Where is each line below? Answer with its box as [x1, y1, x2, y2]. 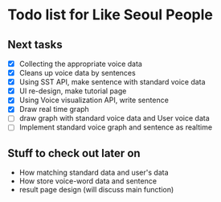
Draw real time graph [18, 105, 89, 114]
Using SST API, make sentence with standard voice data [18, 77, 206, 87]
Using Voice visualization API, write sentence [18, 95, 170, 105]
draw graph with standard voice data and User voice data [18, 113, 210, 123]
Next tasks [7, 38, 63, 52]
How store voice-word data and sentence [18, 176, 158, 186]
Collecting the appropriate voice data [18, 59, 142, 68]
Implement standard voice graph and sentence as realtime [18, 122, 213, 132]
